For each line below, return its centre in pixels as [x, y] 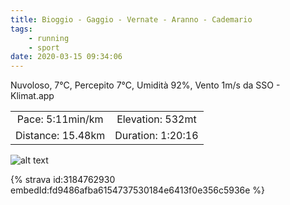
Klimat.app [32, 96]
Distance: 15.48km [60, 136]
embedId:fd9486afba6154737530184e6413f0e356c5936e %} [138, 190]
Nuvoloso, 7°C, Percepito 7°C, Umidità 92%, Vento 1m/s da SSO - [145, 85]
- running [49, 38]
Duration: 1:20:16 [156, 136]
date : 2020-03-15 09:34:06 [66, 57]
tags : [21, 29]
